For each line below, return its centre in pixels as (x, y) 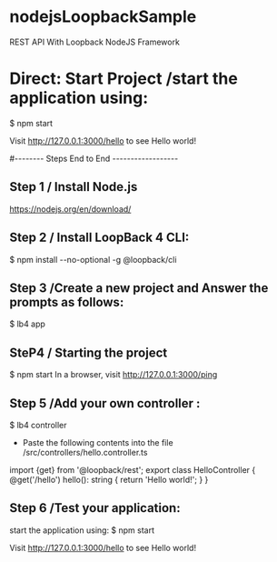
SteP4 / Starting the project (89, 352)
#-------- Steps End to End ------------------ (94, 158)
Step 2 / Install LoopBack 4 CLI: (99, 238)
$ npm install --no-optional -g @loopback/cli (93, 259)
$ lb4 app (27, 324)
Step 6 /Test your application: (95, 508)
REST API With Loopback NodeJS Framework (94, 42)
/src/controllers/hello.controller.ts (85, 452)
